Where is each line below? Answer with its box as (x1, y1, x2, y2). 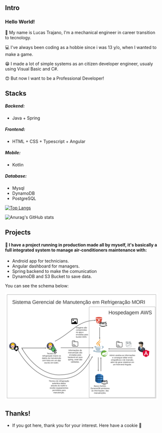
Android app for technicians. (12, 258, 69, 264)
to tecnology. (5, 34, 32, 40)
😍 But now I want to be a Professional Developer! (5, 75, 104, 81)
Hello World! (5, 18, 35, 25)
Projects (5, 228, 31, 237)
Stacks (5, 89, 27, 98)
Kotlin (12, 162, 24, 167)
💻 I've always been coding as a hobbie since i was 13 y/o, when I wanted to (5, 44, 157, 50)
